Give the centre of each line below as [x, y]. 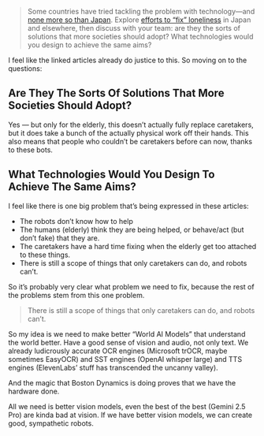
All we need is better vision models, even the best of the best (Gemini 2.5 [127, 406]
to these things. [45, 255]
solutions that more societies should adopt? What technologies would [140, 36]
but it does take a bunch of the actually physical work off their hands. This [129, 132]
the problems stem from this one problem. [76, 295]
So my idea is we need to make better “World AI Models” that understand [127, 334]
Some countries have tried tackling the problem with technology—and [141, 11]
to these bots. [31, 150]
